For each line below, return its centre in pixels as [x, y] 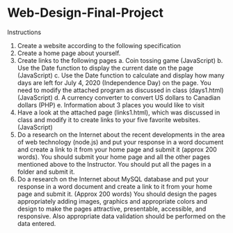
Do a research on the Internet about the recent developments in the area [121, 135]
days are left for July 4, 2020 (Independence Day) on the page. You [114, 82]
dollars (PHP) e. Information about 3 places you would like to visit [111, 105]
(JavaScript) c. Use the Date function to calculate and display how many [121, 75]
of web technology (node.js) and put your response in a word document [120, 142]
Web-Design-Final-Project [85, 13]
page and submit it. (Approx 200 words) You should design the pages [117, 194]
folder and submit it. [46, 172]
